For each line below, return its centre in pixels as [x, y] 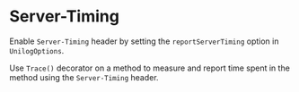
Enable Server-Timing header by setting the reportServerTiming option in [144, 41]
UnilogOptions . [37, 50]
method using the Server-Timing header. [84, 77]
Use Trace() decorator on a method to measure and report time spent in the [149, 68]
